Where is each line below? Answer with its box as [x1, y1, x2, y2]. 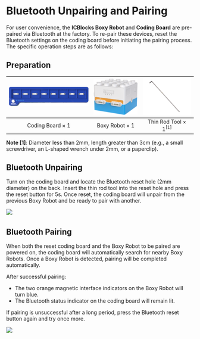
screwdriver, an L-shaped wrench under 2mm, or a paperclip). [6, 145, 159, 153]
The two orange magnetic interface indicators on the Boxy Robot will [14, 285, 183, 292]
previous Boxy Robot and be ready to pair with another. [6, 197, 142, 204]
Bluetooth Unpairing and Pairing [6, 4, 168, 18]
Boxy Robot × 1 [96, 122, 135, 129]
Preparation [6, 60, 51, 70]
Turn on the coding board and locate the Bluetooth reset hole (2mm [6, 178, 171, 185]
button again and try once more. [6, 315, 85, 322]
